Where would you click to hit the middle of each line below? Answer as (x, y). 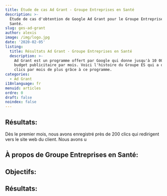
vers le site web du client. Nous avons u (46, 139)
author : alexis (21, 33)
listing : (14, 47)
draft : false (19, 97)
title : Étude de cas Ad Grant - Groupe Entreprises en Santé (70, 10)
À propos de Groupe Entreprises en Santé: (72, 155)
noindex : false (21, 102)
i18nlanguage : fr (23, 83)
